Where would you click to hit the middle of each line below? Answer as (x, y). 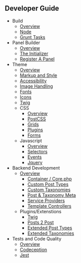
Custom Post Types (48, 184)
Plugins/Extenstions (40, 211)
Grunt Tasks (32, 37)
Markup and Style (38, 75)
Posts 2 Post (40, 222)
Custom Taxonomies (49, 190)
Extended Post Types (50, 228)
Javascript (31, 140)
